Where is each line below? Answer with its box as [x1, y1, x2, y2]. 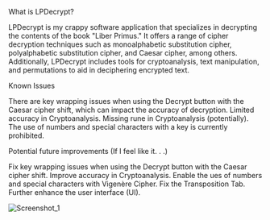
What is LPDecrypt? [8, 7, 74, 16]
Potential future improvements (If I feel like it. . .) [8, 147, 168, 156]
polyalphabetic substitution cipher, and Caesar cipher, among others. [8, 48, 238, 57]
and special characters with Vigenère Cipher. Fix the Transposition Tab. [8, 179, 246, 189]
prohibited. [8, 131, 44, 140]
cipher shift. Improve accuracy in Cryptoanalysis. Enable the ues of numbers [8, 171, 263, 180]
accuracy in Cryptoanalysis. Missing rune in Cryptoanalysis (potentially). [8, 114, 249, 123]
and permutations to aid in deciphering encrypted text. [8, 65, 190, 75]
